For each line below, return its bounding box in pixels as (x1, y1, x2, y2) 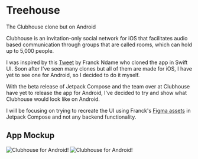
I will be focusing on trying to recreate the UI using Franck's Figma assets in (6, 107, 191, 114)
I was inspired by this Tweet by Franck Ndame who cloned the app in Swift (6, 59, 188, 66)
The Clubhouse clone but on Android (6, 23, 96, 30)
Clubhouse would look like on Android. (6, 96, 100, 103)
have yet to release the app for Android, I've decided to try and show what (6, 89, 187, 96)
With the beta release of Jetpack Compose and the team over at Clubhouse (6, 82, 190, 90)
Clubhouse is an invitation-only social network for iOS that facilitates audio (6, 34, 188, 42)
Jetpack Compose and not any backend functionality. (6, 113, 137, 120)
